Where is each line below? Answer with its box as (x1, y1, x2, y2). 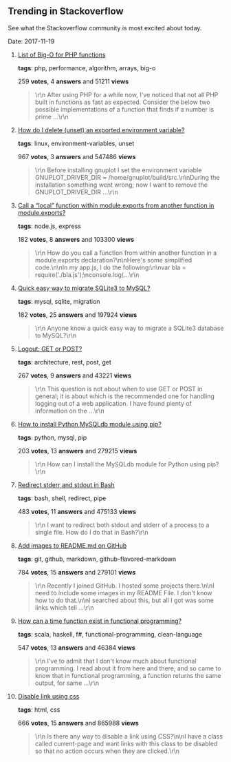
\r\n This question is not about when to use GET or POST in (34, 384, 203, 393)
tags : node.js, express (17, 222, 82, 230)
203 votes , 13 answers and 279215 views (17, 446, 137, 455)
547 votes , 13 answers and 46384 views (17, 643, 136, 652)
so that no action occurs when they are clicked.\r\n (34, 747, 180, 755)
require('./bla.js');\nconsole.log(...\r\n (34, 270, 140, 278)
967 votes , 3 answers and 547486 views (17, 152, 136, 161)
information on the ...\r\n (34, 406, 104, 415)
